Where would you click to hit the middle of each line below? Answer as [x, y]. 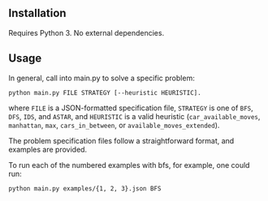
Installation [37, 13]
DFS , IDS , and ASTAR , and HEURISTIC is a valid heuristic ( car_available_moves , [134, 116]
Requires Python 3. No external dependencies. [86, 32]
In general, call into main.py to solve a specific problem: [102, 78]
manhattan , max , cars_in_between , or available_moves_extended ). [114, 125]
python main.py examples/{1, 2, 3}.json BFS [85, 188]
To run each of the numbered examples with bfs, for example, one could [129, 165]
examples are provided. [48, 149]
